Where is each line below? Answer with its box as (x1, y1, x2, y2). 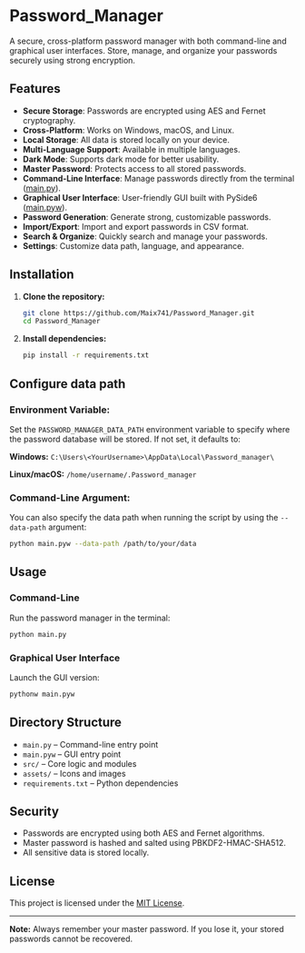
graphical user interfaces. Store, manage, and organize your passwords (9, 45, 278, 55)
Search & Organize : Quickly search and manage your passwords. (22, 231, 268, 242)
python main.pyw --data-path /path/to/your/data (9, 540, 197, 549)
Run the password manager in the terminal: (9, 612, 171, 623)
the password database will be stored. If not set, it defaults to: (9, 433, 241, 444)
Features (9, 81, 61, 96)
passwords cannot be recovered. (9, 933, 133, 945)
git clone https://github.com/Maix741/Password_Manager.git (22, 308, 255, 318)
